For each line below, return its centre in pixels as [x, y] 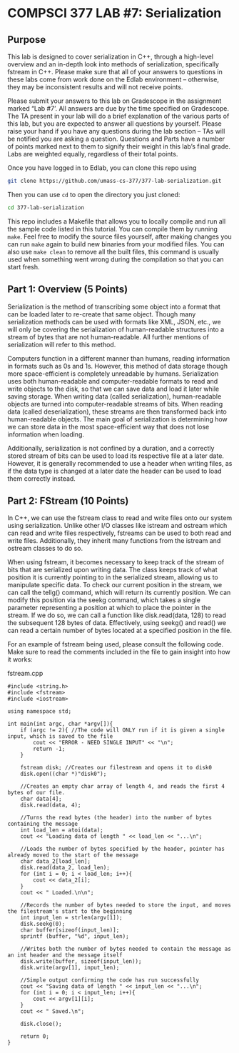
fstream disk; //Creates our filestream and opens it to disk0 [116, 768]
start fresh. [24, 266]
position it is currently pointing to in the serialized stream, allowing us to [113, 577]
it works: [20, 659]
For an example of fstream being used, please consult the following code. [116, 644]
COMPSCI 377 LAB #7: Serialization [115, 13]
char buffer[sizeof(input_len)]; [70, 930]
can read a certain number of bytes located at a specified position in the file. [119, 631]
